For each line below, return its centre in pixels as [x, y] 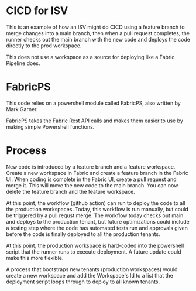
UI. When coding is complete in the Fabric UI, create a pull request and [91, 179]
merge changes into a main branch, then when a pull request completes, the [98, 33]
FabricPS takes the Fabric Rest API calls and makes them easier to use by [94, 121]
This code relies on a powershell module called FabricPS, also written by [94, 103]
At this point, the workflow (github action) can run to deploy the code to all [96, 203]
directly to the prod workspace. [44, 46]
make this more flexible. [35, 258]
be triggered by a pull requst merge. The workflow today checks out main [95, 215]
